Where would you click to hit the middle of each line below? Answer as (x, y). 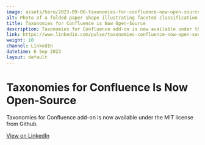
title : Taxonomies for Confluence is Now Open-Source (76, 23)
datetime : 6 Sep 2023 (34, 52)
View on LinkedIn (28, 135)
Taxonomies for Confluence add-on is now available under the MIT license (100, 117)
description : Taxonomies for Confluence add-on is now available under (99, 29)
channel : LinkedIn (30, 46)
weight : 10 (20, 40)
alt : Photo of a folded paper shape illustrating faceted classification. (103, 18)
